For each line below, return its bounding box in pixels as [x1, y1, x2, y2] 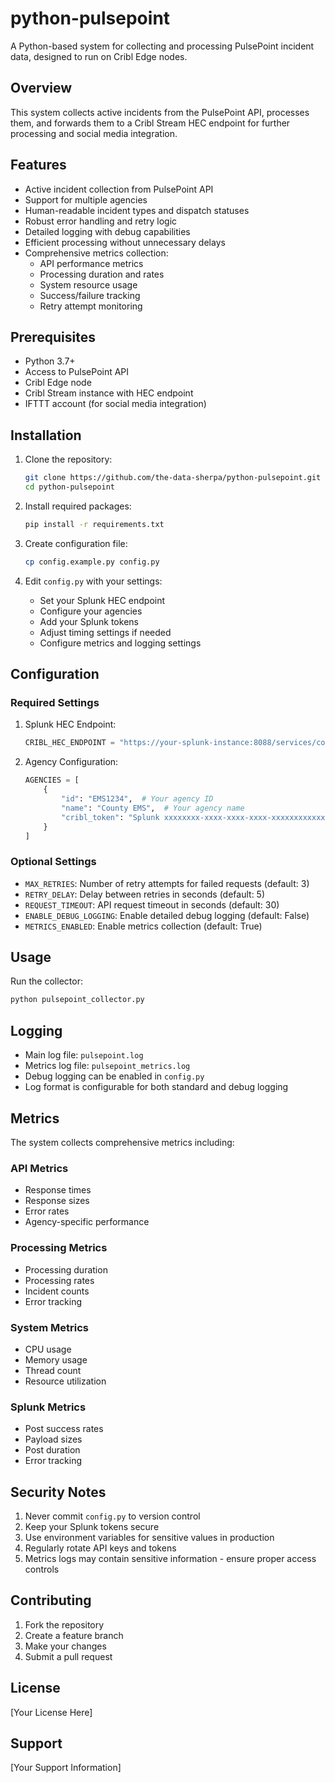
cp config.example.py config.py [24, 557, 160, 567]
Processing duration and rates [39, 268, 165, 280]
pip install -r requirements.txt [24, 519, 165, 529]
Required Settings [10, 696, 100, 709]
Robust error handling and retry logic [24, 215, 178, 227]
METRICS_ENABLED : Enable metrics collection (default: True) [24, 920, 263, 932]
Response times [24, 1184, 92, 1196]
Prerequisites [10, 328, 96, 346]
